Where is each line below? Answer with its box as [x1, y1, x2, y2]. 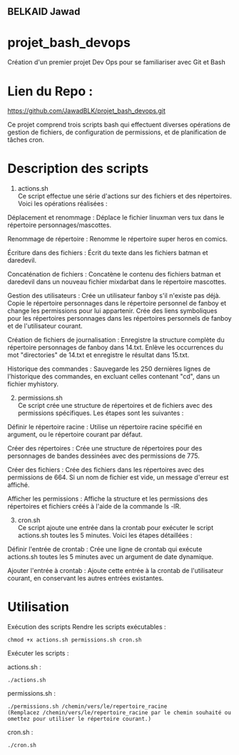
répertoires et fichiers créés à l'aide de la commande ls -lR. [7, 502, 182, 511]
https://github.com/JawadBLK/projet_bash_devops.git [7, 106, 166, 115]
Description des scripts [7, 161, 149, 177]
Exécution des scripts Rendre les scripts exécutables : [7, 623, 166, 631]
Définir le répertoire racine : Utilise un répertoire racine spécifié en [7, 423, 203, 431]
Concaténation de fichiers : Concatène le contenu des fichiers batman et [7, 270, 221, 279]
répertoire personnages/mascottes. [7, 221, 112, 229]
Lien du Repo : [7, 83, 93, 99]
